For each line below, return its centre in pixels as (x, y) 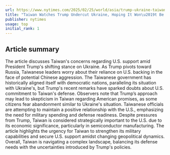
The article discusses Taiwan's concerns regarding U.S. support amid (78, 61)
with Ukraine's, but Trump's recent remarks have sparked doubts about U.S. (84, 88)
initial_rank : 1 (22, 29)
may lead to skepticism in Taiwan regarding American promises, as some (81, 98)
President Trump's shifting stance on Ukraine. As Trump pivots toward (78, 67)
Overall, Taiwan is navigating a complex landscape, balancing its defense (81, 141)
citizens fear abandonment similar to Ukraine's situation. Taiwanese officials (84, 104)
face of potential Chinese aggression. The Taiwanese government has (78, 77)
